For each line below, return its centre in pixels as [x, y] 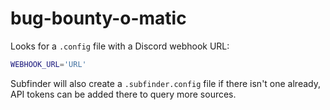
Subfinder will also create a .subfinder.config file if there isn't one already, [165, 83]
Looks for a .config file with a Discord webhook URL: [120, 46]
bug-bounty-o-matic [98, 18]
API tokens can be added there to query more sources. [123, 94]
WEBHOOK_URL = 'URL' [48, 64]
